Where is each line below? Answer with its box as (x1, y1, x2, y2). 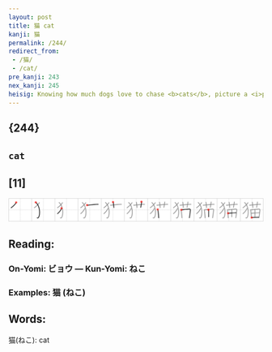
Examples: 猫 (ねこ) (8, 287, 87, 298)
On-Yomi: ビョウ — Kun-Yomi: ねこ (8, 264, 147, 275)
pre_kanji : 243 (8, 73, 60, 81)
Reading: (8, 238, 55, 251)
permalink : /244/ (8, 39, 67, 47)
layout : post (8, 13, 53, 21)
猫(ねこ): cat (8, 335, 50, 345)
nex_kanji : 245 (8, 81, 60, 89)
